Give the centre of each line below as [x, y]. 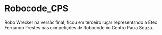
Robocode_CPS [37, 9]
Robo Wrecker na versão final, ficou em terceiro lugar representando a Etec [81, 22]
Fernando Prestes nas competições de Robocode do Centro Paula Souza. [79, 27]
